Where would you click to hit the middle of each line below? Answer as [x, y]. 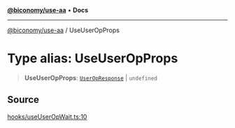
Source [23, 100]
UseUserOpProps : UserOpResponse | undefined [91, 78]
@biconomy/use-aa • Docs [48, 10]
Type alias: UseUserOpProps [93, 58]
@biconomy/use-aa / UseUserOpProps [64, 30]
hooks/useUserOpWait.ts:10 [47, 116]
